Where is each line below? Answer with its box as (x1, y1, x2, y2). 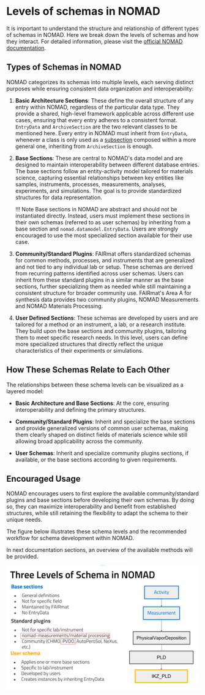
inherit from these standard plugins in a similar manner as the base (15, 276, 184, 283)
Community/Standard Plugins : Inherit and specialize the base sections (15, 418, 196, 425)
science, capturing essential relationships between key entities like (15, 174, 184, 181)
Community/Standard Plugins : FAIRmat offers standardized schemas (15, 250, 192, 257)
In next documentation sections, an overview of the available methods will (6, 546, 193, 554)
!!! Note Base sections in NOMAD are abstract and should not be (15, 205, 177, 213)
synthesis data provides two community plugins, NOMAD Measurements (15, 296, 199, 303)
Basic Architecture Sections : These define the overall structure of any (15, 96, 194, 104)
